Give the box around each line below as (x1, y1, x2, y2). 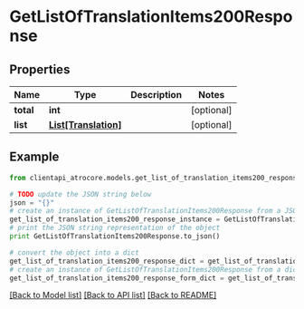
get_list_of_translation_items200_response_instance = (9, 215, 221, 224)
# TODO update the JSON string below (9, 189, 152, 198)
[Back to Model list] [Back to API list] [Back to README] (9, 290, 217, 301)
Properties (9, 62, 71, 77)
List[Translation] (48, 119, 122, 130)
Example (9, 150, 60, 165)
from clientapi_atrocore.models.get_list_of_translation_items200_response (9, 173, 301, 182)
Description (130, 89, 183, 101)
